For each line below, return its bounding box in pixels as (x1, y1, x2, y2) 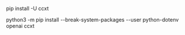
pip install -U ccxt (6, 5, 49, 12)
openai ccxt (6, 23, 35, 29)
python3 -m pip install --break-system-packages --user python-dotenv (6, 16, 179, 23)
